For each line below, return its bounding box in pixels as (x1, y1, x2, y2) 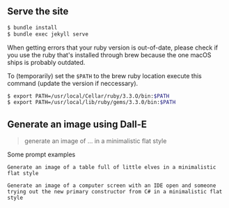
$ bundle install (7, 24, 58, 31)
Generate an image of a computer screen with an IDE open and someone (7, 182, 216, 189)
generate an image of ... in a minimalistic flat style (24, 137, 167, 145)
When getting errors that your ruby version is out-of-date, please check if (7, 43, 219, 52)
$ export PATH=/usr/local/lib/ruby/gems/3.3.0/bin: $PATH (7, 99, 176, 106)
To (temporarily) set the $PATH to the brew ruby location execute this (7, 71, 202, 80)
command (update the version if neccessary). (7, 79, 139, 87)
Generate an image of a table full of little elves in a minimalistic (7, 164, 216, 171)
